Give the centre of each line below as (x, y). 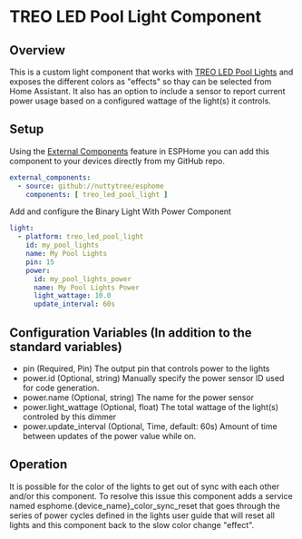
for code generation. (61, 388)
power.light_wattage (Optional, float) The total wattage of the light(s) (151, 407)
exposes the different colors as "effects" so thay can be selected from (141, 82)
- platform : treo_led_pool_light (81, 237)
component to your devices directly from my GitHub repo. (117, 161)
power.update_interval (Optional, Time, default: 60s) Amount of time (150, 426)
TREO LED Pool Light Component (135, 17)
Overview (38, 50)
